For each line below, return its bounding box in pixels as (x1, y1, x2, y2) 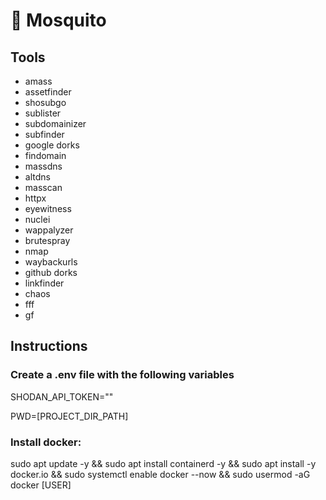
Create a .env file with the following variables (10, 368, 235, 382)
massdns (24, 160, 63, 172)
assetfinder (24, 86, 72, 98)
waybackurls (24, 256, 78, 268)
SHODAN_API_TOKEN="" (10, 390, 114, 403)
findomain (24, 150, 67, 161)
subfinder (24, 129, 65, 140)
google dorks (24, 139, 80, 151)
